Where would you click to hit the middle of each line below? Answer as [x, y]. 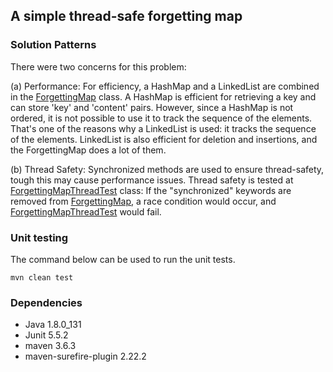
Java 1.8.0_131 [53, 325]
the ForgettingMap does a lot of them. [88, 150]
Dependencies [46, 302]
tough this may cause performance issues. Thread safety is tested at [152, 180]
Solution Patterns [53, 45]
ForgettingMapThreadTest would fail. [86, 211]
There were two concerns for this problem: [98, 66]
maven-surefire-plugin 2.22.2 [85, 356]
